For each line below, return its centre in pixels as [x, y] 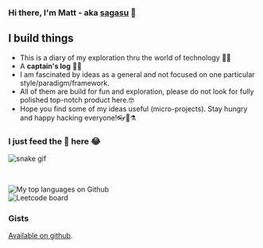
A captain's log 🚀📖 [50, 66]
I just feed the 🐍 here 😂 [54, 141]
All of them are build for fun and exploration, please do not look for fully [137, 91]
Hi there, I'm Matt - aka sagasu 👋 [72, 13]
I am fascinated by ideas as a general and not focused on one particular [137, 74]
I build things [41, 39]
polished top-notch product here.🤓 [77, 99]
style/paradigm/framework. [64, 83]
